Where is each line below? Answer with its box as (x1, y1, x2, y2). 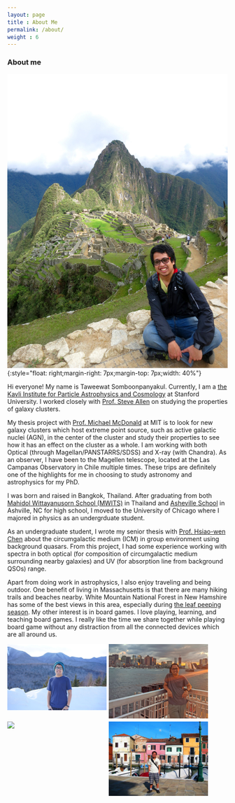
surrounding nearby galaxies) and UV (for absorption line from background (7, 557, 224, 565)
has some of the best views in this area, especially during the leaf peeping (7, 600, 222, 608)
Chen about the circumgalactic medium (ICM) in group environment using (7, 534, 220, 543)
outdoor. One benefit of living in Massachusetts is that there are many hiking (7, 585, 227, 594)
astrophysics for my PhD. (7, 477, 80, 486)
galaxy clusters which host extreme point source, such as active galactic (7, 426, 217, 434)
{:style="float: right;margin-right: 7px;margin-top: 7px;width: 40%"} (7, 368, 202, 377)
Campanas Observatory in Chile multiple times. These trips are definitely (7, 463, 217, 471)
